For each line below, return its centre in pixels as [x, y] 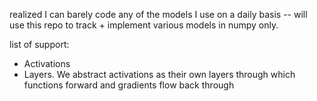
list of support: [39, 44]
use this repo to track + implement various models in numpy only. [144, 25]
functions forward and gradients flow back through [129, 85]
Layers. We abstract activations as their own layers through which [159, 74]
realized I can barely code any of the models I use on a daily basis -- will [158, 14]
